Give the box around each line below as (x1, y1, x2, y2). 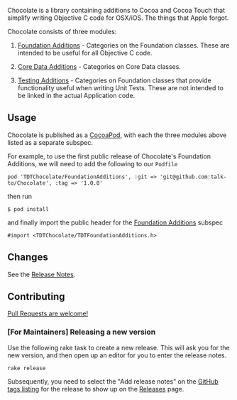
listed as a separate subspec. (7, 138, 94, 146)
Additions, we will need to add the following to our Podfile (7, 159, 178, 168)
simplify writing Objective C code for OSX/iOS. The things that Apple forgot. (7, 13, 229, 22)
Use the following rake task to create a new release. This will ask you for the (7, 343, 230, 352)
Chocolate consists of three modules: (7, 28, 117, 36)
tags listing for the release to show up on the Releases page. (7, 384, 184, 393)
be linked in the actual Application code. (17, 92, 136, 99)
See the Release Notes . (7, 270, 76, 279)
